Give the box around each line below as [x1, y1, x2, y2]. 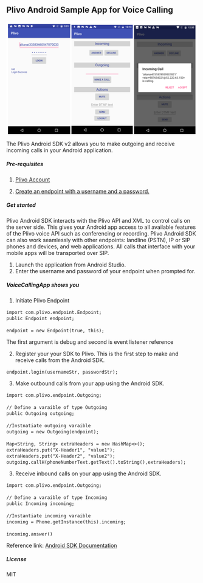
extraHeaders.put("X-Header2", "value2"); [6, 453, 115, 459]
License [6, 556, 27, 563]
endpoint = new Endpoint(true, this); [6, 327, 105, 333]
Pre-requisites [6, 161, 44, 168]
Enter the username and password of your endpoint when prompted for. [15, 267, 196, 274]
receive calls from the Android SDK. [15, 356, 105, 364]
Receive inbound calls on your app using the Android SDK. [15, 470, 162, 477]
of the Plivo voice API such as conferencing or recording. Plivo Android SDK [6, 229, 196, 237]
